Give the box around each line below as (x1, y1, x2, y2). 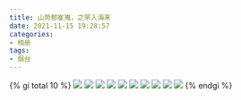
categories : (9, 29, 54, 38)
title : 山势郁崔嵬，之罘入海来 (9, 12, 111, 22)
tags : (9, 46, 30, 55)
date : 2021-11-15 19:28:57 (9, 21, 110, 30)
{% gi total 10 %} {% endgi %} (9, 80, 233, 90)
